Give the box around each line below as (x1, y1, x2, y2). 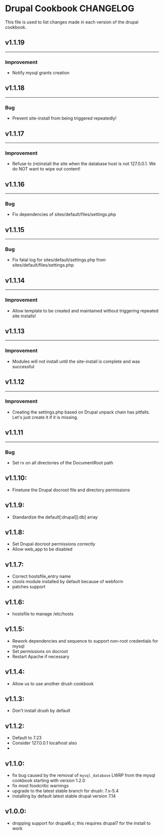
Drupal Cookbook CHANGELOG (5, 3, 135, 14)
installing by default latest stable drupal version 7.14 (12, 793, 116, 799)
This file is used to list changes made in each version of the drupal (5, 19, 139, 25)
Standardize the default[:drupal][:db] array (12, 514, 98, 520)
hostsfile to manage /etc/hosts (12, 611, 74, 617)
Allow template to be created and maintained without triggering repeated (12, 308, 159, 313)
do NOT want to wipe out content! (12, 166, 81, 172)
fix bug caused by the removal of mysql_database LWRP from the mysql (12, 772, 155, 778)
